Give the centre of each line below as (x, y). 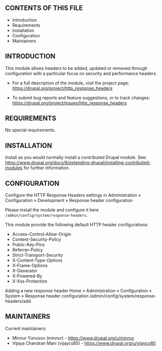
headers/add (18, 301)
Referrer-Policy (27, 250)
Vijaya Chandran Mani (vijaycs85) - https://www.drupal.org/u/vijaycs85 (84, 343)
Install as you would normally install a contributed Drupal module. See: (76, 157)
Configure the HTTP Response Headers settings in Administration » (73, 195)
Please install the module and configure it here (52, 210)
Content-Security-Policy (36, 239)
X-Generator (25, 271)
